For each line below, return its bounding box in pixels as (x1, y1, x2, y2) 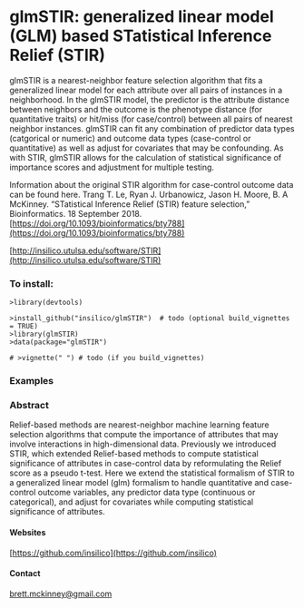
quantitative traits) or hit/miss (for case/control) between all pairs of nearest (9, 113, 293, 124)
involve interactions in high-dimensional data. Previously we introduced (9, 438, 277, 450)
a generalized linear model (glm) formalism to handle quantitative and (9, 477, 270, 488)
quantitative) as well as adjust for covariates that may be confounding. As (9, 142, 284, 153)
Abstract (9, 399, 50, 412)
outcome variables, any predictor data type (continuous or (37, 487, 256, 498)
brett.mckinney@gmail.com (9, 588, 113, 599)
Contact (9, 568, 41, 579)
